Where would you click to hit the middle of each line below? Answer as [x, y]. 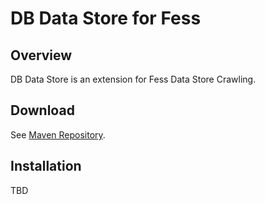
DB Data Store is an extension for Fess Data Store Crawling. [133, 79]
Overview [41, 55]
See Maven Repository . [58, 134]
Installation [46, 166]
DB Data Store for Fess [106, 18]
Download [42, 110]
